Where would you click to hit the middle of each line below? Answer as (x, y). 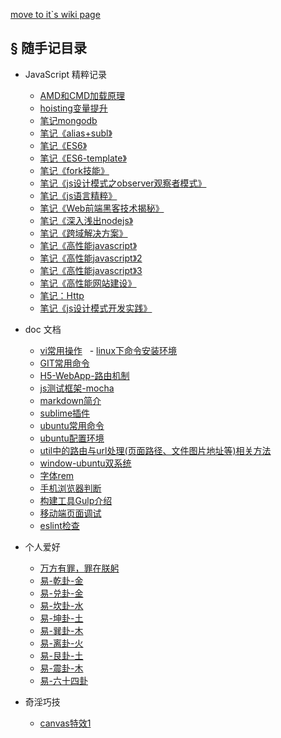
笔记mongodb (68, 120)
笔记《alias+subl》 (76, 133)
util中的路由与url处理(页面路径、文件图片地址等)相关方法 (155, 450)
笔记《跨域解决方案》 (83, 233)
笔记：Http (62, 295)
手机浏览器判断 (70, 488)
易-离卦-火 (61, 643)
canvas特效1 (65, 723)
